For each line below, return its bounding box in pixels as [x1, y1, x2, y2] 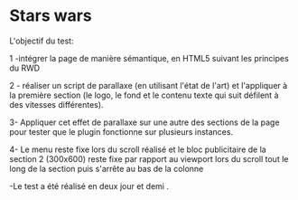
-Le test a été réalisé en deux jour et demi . [9, 180, 170, 191]
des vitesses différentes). [9, 99, 104, 110]
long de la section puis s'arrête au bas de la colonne [9, 163, 204, 174]
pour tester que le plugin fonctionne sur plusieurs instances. [9, 126, 233, 137]
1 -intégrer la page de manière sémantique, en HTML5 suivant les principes [9, 52, 289, 63]
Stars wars [9, 5, 92, 26]
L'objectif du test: [9, 35, 74, 46]
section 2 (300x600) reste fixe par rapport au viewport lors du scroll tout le [9, 153, 289, 164]
